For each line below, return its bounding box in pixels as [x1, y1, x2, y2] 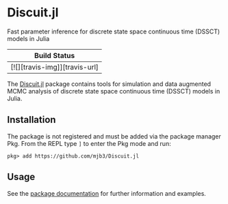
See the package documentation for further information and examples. [7, 189, 207, 197]
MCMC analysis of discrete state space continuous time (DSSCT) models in [7, 87, 220, 95]
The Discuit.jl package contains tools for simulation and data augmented [7, 80, 211, 88]
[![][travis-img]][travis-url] [10, 62, 99, 72]
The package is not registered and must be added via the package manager [7, 132, 221, 141]
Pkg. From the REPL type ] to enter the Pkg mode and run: [7, 139, 171, 147]
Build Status [34, 50, 75, 60]
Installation [7, 114, 56, 126]
